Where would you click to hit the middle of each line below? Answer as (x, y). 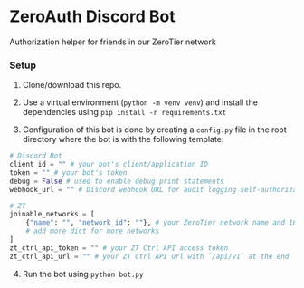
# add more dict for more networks (93, 231)
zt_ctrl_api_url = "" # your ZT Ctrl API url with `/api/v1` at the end (149, 256)
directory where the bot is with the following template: (123, 139)
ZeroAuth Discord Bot (93, 17)
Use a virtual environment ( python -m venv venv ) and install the (140, 102)
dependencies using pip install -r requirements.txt (124, 112)
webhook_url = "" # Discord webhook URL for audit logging (123, 189)
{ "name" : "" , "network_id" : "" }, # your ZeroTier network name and (155, 223)
